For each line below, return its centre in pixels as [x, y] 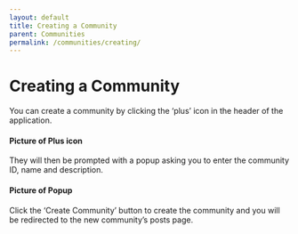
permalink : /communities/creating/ [75, 42]
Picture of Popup [41, 190]
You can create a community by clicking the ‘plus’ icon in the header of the [146, 111]
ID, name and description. [56, 170]
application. [31, 120]
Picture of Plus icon [46, 141]
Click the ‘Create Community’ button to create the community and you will [145, 210]
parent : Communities [48, 34]
